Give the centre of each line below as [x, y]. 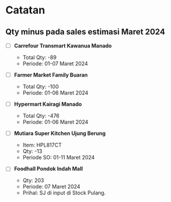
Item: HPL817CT [42, 145]
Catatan [25, 10]
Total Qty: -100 [41, 87]
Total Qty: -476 [41, 116]
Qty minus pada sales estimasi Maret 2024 [85, 32]
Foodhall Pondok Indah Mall [48, 169]
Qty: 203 [33, 180]
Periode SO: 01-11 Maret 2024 [59, 158]
